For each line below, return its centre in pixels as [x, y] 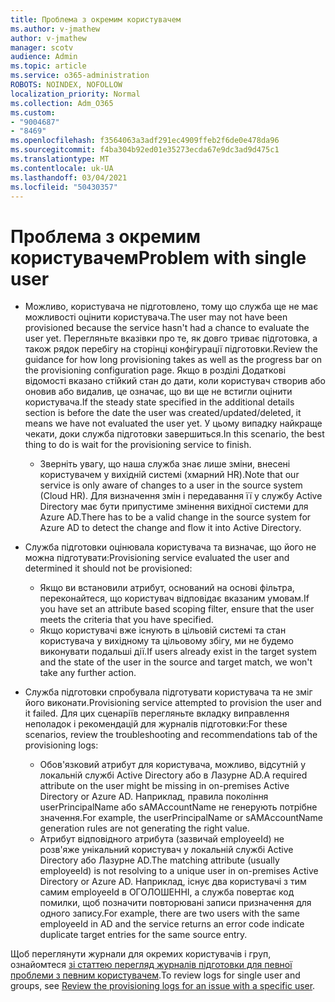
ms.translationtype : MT [60, 159]
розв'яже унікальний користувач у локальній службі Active [166, 850]
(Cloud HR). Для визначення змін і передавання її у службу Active [181, 496]
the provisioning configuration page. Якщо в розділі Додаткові [155, 370]
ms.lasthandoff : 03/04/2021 [69, 177]
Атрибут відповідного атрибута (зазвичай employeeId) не [162, 839]
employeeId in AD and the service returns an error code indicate [172, 924]
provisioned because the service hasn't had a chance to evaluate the [167, 328]
